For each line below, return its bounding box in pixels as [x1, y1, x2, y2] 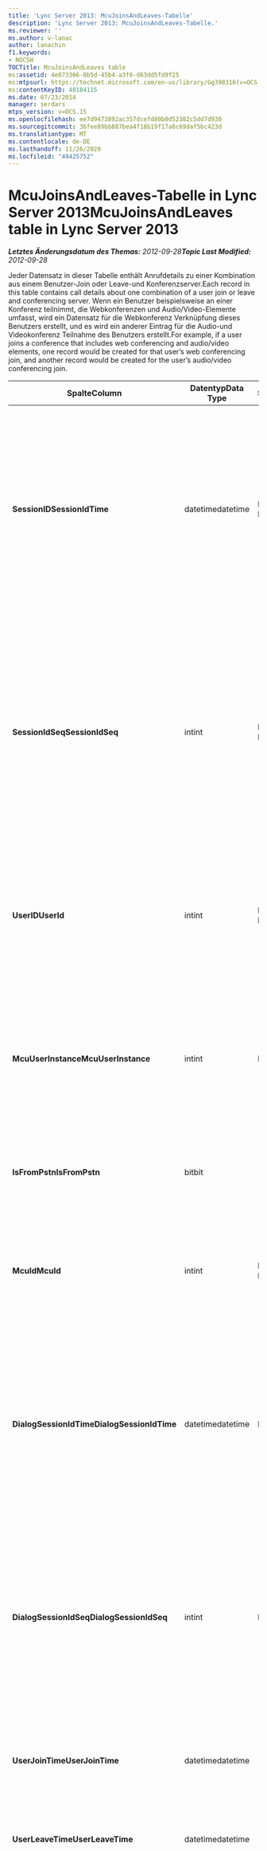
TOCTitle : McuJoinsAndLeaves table [8, 64, 126, 72]
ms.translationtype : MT [8, 130, 87, 138]
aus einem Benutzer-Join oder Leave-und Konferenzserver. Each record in [8, 280, 250, 289]
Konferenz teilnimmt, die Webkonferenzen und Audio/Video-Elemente [8, 304, 237, 315]
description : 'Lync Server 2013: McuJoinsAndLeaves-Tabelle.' [8, 19, 219, 27]
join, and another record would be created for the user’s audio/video [8, 355, 232, 365]
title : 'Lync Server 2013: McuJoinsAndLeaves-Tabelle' [8, 11, 194, 20]
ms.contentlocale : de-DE [8, 137, 91, 146]
